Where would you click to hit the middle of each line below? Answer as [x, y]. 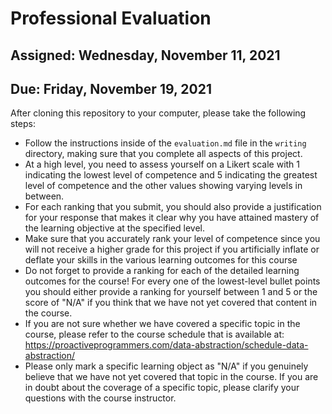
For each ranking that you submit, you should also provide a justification [173, 207]
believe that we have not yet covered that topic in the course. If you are [171, 377]
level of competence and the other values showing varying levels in [163, 186]
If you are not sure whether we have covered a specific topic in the [162, 324]
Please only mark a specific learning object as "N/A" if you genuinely [166, 366]
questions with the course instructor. [100, 398]
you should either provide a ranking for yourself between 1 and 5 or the [171, 292]
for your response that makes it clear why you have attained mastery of [172, 218]
